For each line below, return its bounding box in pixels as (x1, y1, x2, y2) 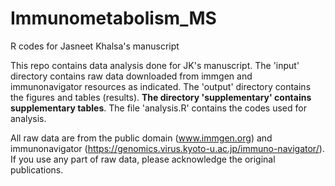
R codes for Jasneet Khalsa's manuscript (10, 40, 180, 52)
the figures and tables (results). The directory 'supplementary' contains (10, 91, 312, 103)
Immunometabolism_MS (10, 7, 217, 30)
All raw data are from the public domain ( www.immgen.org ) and (10, 132, 273, 144)
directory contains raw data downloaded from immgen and (10, 70, 253, 82)
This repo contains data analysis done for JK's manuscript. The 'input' (10, 59, 300, 71)
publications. (10, 163, 64, 176)
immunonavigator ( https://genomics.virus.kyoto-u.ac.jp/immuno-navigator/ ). (10, 142, 325, 154)
